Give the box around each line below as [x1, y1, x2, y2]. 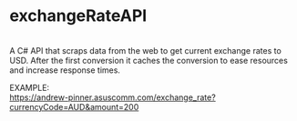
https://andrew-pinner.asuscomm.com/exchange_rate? [9, 92, 216, 103]
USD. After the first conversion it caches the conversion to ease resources [9, 55, 289, 66]
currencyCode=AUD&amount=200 [9, 101, 139, 112]
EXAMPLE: [9, 82, 50, 93]
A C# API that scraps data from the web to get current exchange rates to [9, 45, 282, 55]
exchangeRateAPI [9, 5, 148, 26]
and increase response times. [9, 65, 121, 76]
